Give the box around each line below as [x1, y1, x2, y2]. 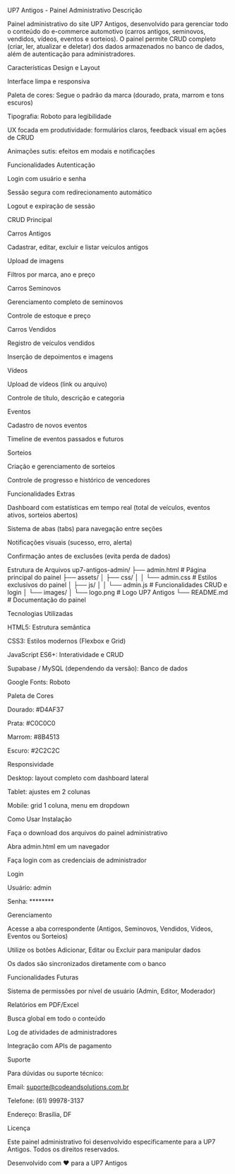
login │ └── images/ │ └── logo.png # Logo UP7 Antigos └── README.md [7, 588, 228, 596]
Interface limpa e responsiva [7, 77, 90, 86]
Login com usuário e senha [7, 175, 87, 182]
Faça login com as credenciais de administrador [7, 856, 147, 864]
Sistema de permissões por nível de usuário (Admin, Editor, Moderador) [7, 987, 216, 995]
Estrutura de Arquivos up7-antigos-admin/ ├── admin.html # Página [7, 566, 207, 574]
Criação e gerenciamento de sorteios [7, 463, 115, 470]
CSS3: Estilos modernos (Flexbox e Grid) [7, 637, 126, 645]
